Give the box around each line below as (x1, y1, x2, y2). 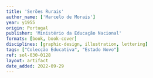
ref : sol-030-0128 (6, 52, 51, 58)
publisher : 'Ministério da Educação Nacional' (6, 30, 122, 36)
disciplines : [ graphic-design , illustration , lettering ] (6, 42, 148, 48)
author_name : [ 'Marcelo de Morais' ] (6, 14, 96, 20)
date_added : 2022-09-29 (6, 63, 64, 69)
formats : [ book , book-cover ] (6, 36, 77, 42)
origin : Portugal (6, 25, 49, 31)
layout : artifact (6, 57, 49, 63)
